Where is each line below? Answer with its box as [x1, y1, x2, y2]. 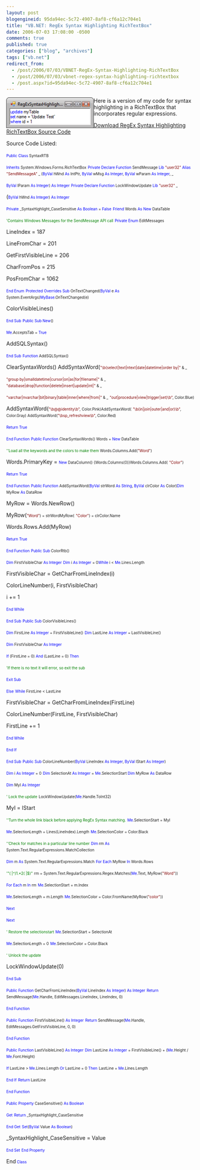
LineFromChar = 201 [6, 240, 57, 247]
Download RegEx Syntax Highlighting [93, 121, 186, 129]
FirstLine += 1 [6, 722, 40, 729]
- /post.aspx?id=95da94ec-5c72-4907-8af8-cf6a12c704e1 [11, 80, 152, 86]
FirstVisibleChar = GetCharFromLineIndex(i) [6, 570, 115, 577]
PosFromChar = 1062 [6, 275, 59, 282]
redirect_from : [6, 60, 45, 66]
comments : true [6, 35, 45, 42]
